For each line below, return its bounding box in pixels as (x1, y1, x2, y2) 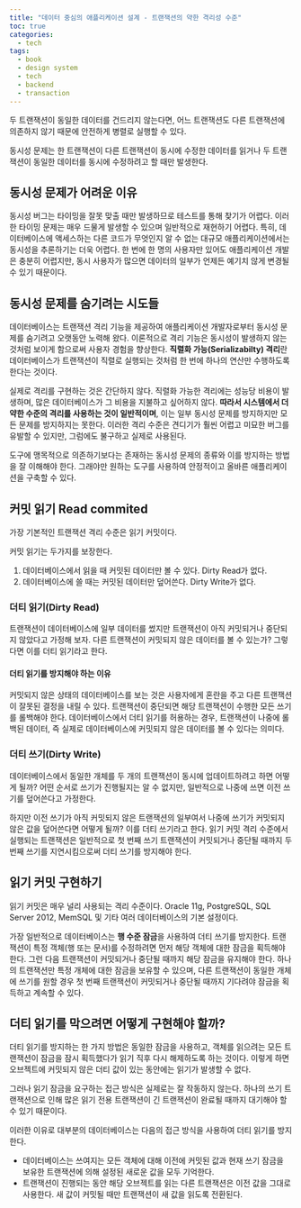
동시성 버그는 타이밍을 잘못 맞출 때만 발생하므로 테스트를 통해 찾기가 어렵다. (9, 211, 273, 222)
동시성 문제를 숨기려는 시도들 (9, 295, 160, 311)
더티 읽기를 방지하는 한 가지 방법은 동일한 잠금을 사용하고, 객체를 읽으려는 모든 (9, 1041, 283, 1052)
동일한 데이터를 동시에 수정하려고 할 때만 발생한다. (32, 156, 208, 167)
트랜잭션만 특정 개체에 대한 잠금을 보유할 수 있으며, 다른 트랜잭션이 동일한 (18, 965, 276, 976)
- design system (17, 64, 78, 73)
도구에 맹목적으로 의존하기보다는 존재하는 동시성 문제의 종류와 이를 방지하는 (9, 450, 274, 460)
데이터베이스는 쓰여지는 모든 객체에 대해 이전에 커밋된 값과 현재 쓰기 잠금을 (22, 1155, 285, 1167)
